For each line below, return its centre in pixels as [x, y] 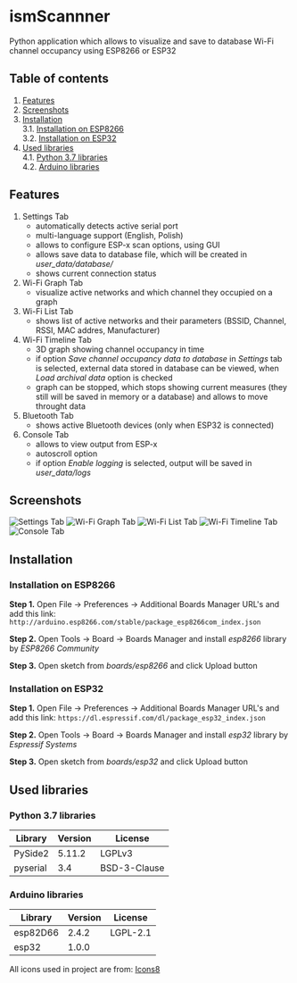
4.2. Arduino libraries [61, 166]
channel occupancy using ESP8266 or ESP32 [93, 50]
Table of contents [59, 79]
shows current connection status [96, 273]
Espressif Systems [43, 745]
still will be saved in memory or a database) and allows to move [152, 396]
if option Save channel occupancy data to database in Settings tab [159, 358]
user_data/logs [63, 472]
